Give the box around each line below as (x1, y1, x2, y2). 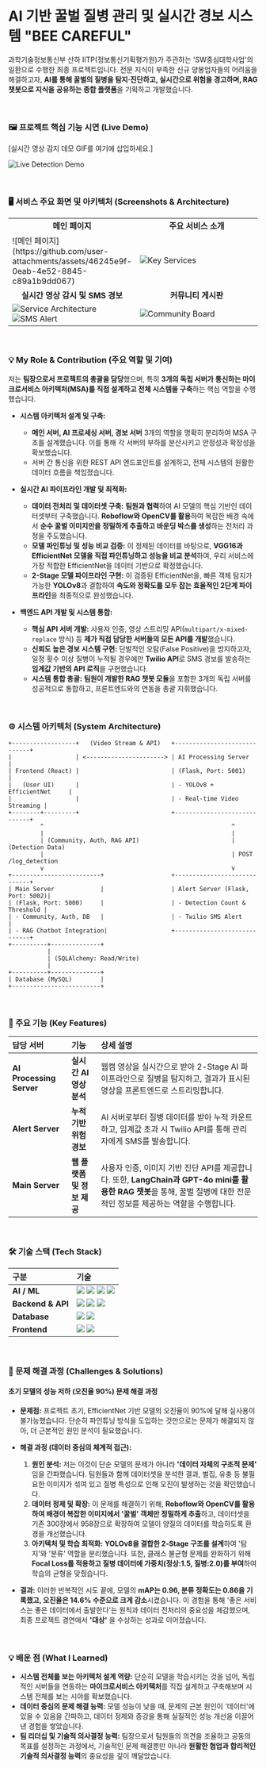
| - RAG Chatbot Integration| (8, 927, 108, 935)
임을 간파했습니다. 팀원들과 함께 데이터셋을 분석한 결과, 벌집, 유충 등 (31, 1469, 241, 1478)
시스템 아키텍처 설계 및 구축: (19, 410, 106, 421)
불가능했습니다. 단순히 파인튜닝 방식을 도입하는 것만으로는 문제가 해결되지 (19, 1416, 247, 1425)
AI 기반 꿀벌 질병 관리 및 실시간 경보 (8, 7, 224, 25)
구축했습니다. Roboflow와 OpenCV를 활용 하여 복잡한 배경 (59, 511, 240, 521)
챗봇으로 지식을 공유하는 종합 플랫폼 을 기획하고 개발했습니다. (8, 84, 193, 94)
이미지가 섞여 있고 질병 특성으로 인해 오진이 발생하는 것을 (46, 1479, 222, 1489)
